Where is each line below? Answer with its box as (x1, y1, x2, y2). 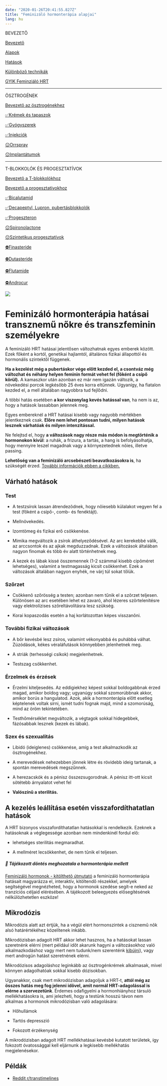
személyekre (5, 329, 60, 341)
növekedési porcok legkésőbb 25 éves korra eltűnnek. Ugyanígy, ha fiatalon (5, 382, 161, 388)
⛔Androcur (5, 280, 28, 286)
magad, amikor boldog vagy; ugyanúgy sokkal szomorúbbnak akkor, (12, 690, 153, 696)
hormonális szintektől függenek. (5, 356, 71, 362)
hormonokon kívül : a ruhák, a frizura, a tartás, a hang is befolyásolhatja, (5, 437, 154, 443)
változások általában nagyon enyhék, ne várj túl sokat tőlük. (12, 568, 135, 574)
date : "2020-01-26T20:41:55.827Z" (5, 7, 77, 12)
